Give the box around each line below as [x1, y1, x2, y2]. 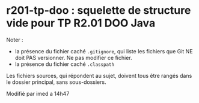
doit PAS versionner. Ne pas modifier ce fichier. [14, 54, 132, 61]
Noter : [6, 36, 23, 43]
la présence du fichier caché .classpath [14, 60, 115, 68]
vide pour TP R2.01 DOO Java [6, 16, 156, 30]
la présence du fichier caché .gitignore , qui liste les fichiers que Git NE [14, 47, 194, 54]
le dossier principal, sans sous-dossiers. [6, 78, 106, 86]
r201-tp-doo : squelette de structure [6, 4, 191, 17]
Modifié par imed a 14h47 [6, 90, 70, 97]
